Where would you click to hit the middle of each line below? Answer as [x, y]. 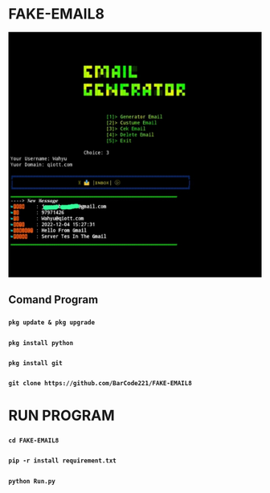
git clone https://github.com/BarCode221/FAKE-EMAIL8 [100, 384]
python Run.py [32, 481]
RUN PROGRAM [61, 415]
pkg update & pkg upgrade [51, 323]
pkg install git [35, 364]
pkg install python [41, 343]
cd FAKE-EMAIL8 [34, 440]
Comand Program [53, 300]
